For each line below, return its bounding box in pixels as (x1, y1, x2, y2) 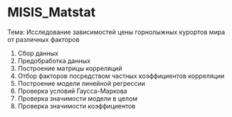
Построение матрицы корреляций (17, 64, 122, 72)
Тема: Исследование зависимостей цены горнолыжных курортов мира (7, 28, 226, 36)
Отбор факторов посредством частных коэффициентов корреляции (17, 72, 225, 80)
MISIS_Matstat (7, 4, 96, 21)
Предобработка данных (17, 56, 91, 65)
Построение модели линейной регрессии (17, 79, 146, 87)
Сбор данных (17, 49, 59, 57)
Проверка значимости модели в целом (17, 94, 138, 103)
